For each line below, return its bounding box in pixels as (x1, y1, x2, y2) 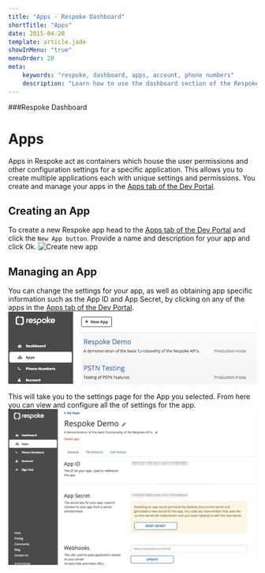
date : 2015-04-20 (8, 29, 65, 37)
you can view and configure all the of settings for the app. (8, 400, 196, 409)
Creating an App (8, 204, 91, 218)
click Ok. (8, 242, 37, 252)
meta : (8, 63, 26, 71)
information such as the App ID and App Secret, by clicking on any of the (8, 294, 245, 304)
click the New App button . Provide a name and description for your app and (8, 233, 251, 243)
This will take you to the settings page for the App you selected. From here (8, 392, 251, 401)
